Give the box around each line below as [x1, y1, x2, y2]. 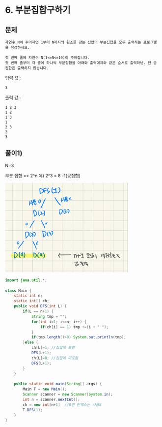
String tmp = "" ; [31, 314, 67, 319]
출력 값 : [5, 94, 21, 100]
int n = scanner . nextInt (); [23, 397, 80, 402]
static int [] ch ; [14, 299, 50, 304]
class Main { [5, 288, 32, 293]
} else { [23, 340, 38, 345]
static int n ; [14, 293, 43, 298]
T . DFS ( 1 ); [23, 407, 43, 412]
